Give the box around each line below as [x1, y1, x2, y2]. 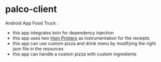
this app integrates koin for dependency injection [12, 29, 114, 35]
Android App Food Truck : [5, 20, 59, 26]
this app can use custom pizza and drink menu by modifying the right [12, 40, 156, 46]
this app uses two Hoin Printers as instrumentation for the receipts [12, 35, 150, 41]
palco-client [5, 3, 57, 15]
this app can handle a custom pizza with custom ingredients [12, 51, 137, 57]
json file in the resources [12, 45, 64, 51]
